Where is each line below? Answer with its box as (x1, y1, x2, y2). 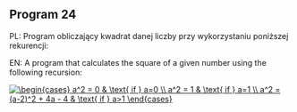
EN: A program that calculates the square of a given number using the (9, 57, 267, 68)
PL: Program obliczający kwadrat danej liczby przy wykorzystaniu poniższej (9, 30, 289, 41)
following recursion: (9, 67, 82, 77)
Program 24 (9, 7, 77, 22)
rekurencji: (9, 40, 49, 51)
